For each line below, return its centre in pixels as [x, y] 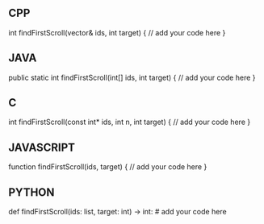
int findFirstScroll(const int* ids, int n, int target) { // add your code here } [130, 122]
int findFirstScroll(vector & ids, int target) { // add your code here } [117, 32]
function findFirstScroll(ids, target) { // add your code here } [108, 167]
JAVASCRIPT [42, 147]
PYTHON [31, 192]
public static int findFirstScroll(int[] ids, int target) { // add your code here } [132, 77]
